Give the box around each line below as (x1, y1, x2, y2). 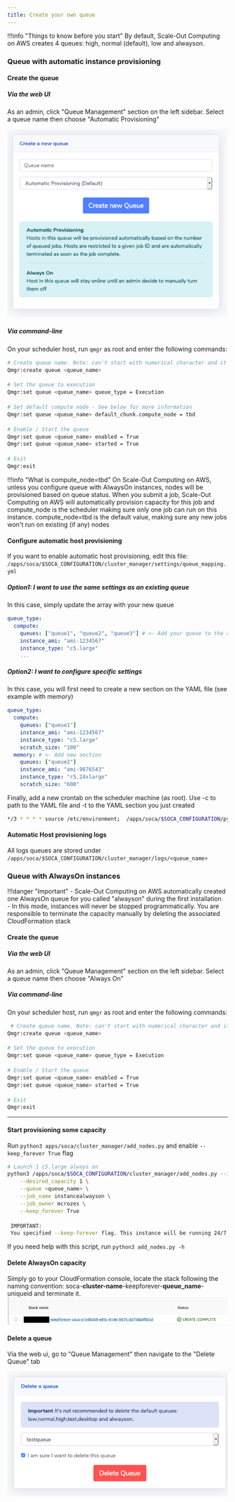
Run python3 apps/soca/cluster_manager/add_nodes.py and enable (7, 1141, 198, 1150)
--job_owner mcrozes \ (20, 1200, 86, 1207)
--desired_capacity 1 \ (20, 1178, 90, 1185)
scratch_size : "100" (20, 744, 80, 751)
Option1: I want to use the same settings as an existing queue (7, 583, 190, 591)
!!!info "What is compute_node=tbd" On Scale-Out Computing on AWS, (7, 475, 212, 484)
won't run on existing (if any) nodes (7, 520, 110, 529)
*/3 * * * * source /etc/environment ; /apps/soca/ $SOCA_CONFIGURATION (7, 815, 220, 823)
